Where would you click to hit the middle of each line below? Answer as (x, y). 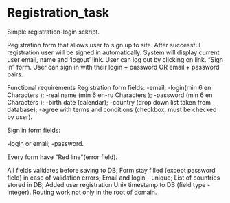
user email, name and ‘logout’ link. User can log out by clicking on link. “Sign (115, 59)
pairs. (15, 74)
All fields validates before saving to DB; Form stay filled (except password (111, 170)
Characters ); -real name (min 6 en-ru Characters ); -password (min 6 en (110, 95)
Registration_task (58, 13)
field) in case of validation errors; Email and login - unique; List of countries (114, 178)
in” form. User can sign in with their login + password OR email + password (113, 67)
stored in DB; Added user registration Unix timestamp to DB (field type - (109, 184)
